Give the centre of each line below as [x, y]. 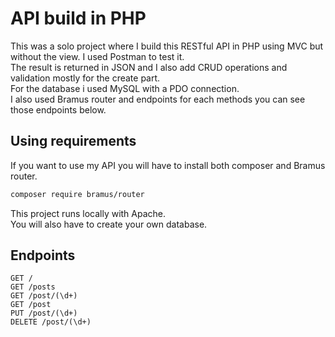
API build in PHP [78, 18]
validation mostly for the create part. [85, 78]
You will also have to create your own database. [109, 224]
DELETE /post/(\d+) [51, 322]
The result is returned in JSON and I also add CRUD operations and [149, 67]
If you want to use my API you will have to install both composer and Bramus [168, 165]
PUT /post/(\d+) [44, 313]
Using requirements [73, 141]
